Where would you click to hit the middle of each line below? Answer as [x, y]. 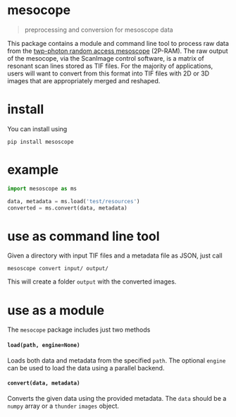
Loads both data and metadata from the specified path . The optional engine [117, 360]
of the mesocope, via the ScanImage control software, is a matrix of [106, 58]
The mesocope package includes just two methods [79, 330]
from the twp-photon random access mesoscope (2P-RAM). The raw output [118, 51]
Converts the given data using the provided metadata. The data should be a [117, 398]
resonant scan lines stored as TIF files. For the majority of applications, [110, 66]
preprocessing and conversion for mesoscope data [99, 30]
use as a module [56, 310]
